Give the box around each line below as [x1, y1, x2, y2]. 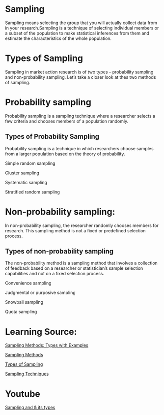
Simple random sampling [5, 160, 55, 166]
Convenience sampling [5, 280, 52, 286]
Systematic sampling [5, 179, 48, 185]
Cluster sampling [5, 170, 39, 176]
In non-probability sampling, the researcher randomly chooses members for [5, 223, 159, 228]
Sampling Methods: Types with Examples [5, 342, 88, 348]
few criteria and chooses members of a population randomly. [5, 118, 129, 124]
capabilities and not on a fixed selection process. [5, 271, 105, 277]
